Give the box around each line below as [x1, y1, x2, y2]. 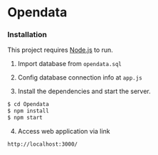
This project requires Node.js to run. [7, 46, 114, 54]
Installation [7, 30, 48, 40]
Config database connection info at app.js [17, 73, 142, 82]
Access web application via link [17, 127, 110, 136]
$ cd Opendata [7, 101, 50, 108]
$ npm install [7, 107, 50, 114]
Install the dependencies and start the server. [17, 87, 151, 96]
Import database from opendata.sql [17, 60, 122, 68]
